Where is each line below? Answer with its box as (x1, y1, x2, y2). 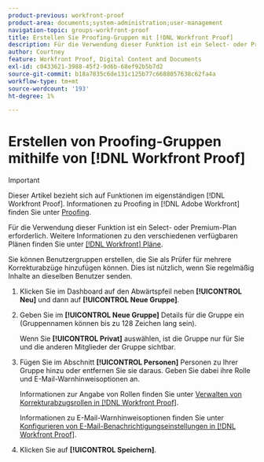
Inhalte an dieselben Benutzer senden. (8, 272, 133, 281)
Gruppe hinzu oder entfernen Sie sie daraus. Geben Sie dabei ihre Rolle (19, 366, 251, 375)
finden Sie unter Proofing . (8, 208, 92, 217)
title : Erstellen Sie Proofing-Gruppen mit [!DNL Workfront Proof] (8, 33, 234, 42)
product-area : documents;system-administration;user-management (8, 19, 223, 27)
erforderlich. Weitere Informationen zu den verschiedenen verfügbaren (8, 231, 238, 241)
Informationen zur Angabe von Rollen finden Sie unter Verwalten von (19, 390, 242, 399)
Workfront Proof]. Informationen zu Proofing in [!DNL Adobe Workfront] (8, 199, 240, 209)
